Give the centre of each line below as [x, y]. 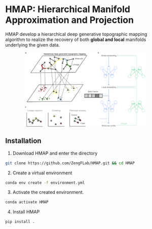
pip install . [20, 222]
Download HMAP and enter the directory [55, 153]
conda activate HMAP [27, 202]
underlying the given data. [33, 45]
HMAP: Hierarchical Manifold [68, 9]
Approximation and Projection [70, 20]
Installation [23, 141]
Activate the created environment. [48, 192]
